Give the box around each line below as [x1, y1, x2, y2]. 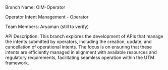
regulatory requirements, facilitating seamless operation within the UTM [5, 54, 155, 60]
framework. [5, 60, 29, 65]
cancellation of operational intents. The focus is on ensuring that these [5, 44, 152, 49]
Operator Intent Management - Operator [5, 14, 89, 19]
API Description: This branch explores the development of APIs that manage [5, 33, 163, 39]
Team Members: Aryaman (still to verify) [5, 23, 89, 29]
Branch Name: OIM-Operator [5, 4, 66, 10]
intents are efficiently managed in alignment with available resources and [5, 49, 157, 55]
